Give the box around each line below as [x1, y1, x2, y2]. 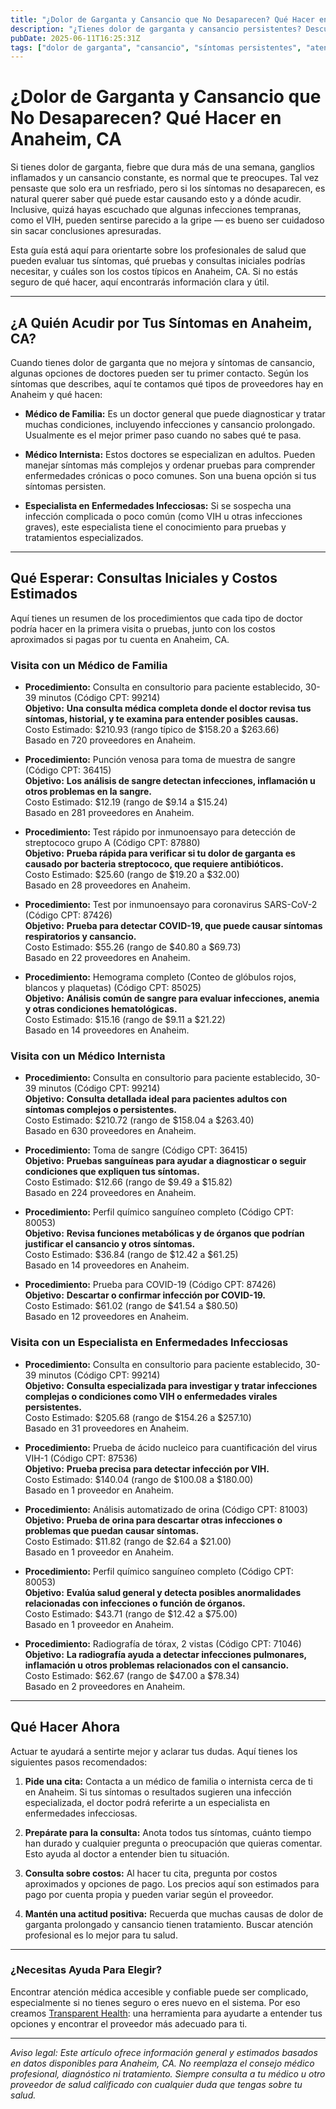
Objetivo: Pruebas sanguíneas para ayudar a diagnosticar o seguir [24, 1155, 307, 1167]
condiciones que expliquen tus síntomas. [24, 1166, 200, 1178]
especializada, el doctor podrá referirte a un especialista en [24, 1796, 271, 1808]
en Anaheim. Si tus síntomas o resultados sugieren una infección [24, 1786, 292, 1798]
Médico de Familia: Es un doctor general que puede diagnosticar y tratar [24, 408, 326, 420]
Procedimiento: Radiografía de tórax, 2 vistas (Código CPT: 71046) [24, 1637, 302, 1650]
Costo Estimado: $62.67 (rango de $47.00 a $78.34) [24, 1669, 240, 1681]
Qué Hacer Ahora [10, 1719, 121, 1736]
